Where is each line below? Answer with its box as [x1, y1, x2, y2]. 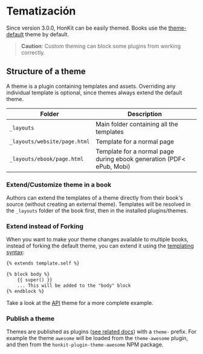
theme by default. [25, 30, 69, 38]
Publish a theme [6, 314, 55, 323]
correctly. [21, 48, 45, 56]
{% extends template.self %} [6, 260, 80, 267]
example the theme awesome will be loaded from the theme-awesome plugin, [6, 335, 188, 342]
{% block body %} [6, 271, 50, 278]
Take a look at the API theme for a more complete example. [6, 299, 154, 306]
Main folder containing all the [95, 120, 178, 128]
